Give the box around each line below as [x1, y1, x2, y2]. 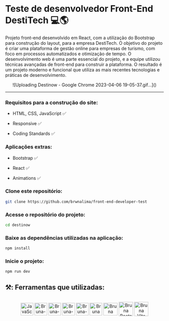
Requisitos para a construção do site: [5, 99, 98, 106]
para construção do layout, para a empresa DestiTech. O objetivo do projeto [5, 40, 163, 46]
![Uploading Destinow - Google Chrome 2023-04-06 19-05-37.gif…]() [12, 81, 157, 88]
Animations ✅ [12, 175, 41, 181]
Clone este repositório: [5, 188, 63, 195]
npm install [5, 246, 30, 251]
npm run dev [5, 269, 30, 274]
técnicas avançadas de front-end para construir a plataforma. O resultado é [5, 61, 162, 67]
